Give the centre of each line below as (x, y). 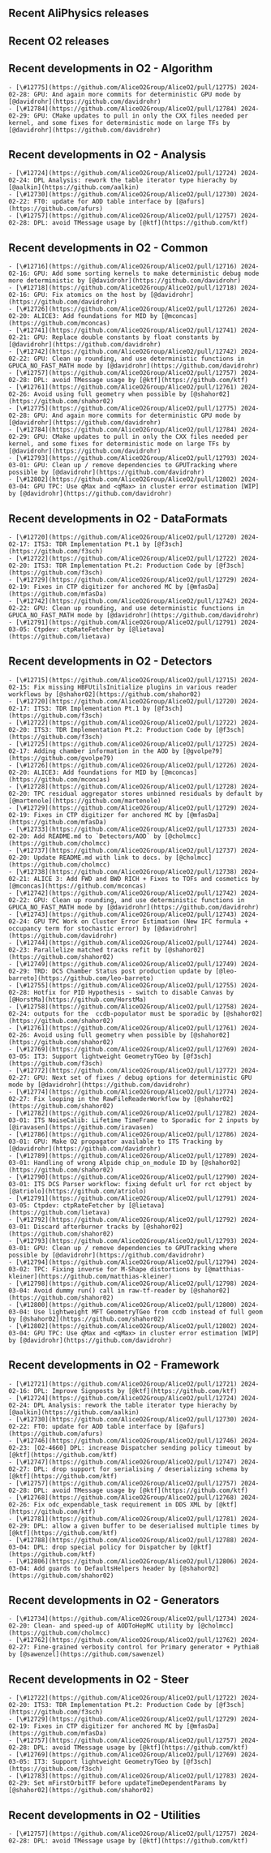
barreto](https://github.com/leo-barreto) (81, 978)
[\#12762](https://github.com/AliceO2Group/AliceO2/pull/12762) (127, 1640)
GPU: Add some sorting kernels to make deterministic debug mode (146, 274)
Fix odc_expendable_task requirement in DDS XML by (123, 1504)
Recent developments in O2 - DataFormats (118, 518)
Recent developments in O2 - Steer (99, 1679)
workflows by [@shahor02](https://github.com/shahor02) (105, 694)
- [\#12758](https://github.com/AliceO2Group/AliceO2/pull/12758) (123, 1006)
